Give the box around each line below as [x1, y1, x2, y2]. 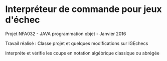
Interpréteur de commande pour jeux [5, 3, 162, 15]
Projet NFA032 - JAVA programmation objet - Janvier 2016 [5, 30, 126, 36]
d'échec [5, 14, 40, 25]
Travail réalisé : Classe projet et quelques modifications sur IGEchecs [5, 40, 148, 46]
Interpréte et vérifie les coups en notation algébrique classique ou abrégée [5, 50, 159, 56]
